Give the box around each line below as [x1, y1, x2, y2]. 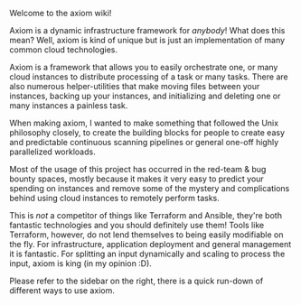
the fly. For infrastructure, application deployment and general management [9, 239, 292, 249]
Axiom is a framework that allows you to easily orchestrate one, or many [9, 62, 278, 72]
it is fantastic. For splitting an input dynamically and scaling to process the [9, 248, 286, 259]
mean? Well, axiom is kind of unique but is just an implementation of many [9, 35, 286, 45]
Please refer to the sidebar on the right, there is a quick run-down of [9, 275, 264, 286]
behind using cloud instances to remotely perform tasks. [9, 193, 220, 203]
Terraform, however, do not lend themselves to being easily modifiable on [9, 229, 284, 240]
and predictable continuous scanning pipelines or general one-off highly [9, 137, 279, 147]
